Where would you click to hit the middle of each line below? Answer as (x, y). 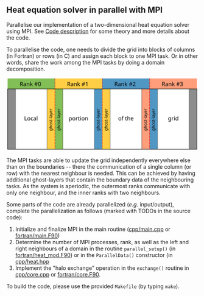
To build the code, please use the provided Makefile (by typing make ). (93, 286)
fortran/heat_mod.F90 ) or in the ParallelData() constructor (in (94, 255)
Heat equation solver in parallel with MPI (85, 10)
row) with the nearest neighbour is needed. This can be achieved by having (101, 173)
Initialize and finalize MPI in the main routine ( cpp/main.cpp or (93, 229)
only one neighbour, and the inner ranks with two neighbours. (83, 192)
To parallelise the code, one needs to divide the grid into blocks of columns (101, 49)
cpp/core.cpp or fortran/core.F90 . (58, 274)
